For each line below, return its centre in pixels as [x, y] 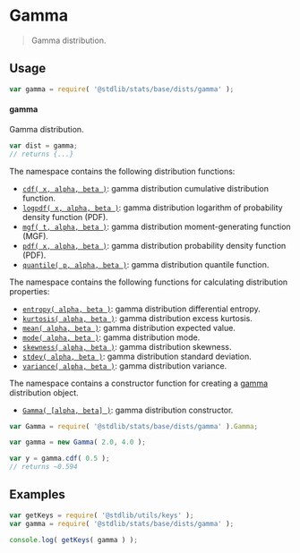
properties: [30, 291]
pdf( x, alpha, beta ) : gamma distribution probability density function [154, 245]
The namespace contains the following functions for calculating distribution [149, 282]
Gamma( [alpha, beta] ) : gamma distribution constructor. [128, 410]
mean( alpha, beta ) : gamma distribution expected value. [129, 328]
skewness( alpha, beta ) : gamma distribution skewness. [127, 346]
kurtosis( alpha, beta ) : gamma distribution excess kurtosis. [137, 318]
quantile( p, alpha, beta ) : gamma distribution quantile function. [146, 264]
